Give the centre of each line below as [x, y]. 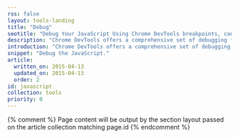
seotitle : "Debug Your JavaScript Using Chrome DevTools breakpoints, [114, 34]
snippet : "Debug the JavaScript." [59, 54]
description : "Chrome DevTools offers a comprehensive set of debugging [117, 40]
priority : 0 [25, 100]
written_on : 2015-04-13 [49, 67]
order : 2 [27, 80]
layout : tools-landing [41, 21]
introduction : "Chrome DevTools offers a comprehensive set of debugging [119, 47]
